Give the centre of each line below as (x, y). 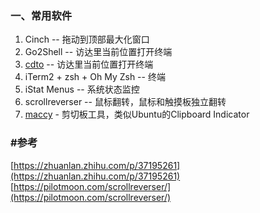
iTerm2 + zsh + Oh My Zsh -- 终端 (95, 77)
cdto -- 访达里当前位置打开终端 (89, 64)
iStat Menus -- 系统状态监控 (82, 89)
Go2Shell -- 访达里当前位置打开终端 (98, 52)
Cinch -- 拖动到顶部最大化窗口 (87, 39)
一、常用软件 (41, 15)
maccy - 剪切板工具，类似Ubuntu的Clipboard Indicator (137, 114)
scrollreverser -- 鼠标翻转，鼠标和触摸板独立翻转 (125, 102)
